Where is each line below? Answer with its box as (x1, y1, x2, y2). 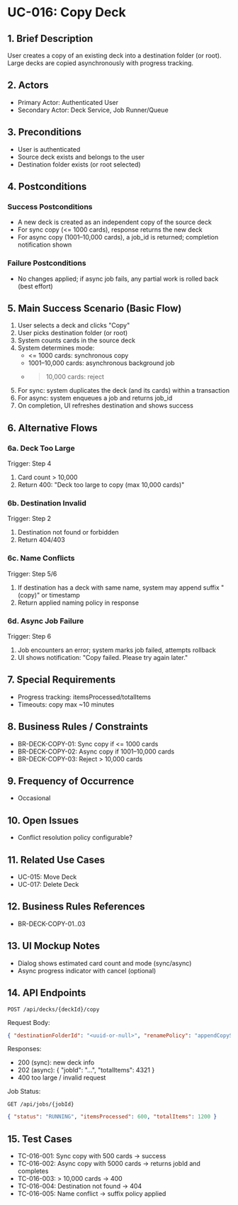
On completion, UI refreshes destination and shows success (17, 401, 193, 410)
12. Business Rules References (7, 901, 145, 913)
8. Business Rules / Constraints (7, 721, 149, 733)
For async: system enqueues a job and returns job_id (17, 394, 173, 403)
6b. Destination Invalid (7, 498, 86, 508)
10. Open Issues (7, 814, 79, 826)
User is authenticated (17, 145, 81, 153)
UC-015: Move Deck (17, 873, 77, 881)
